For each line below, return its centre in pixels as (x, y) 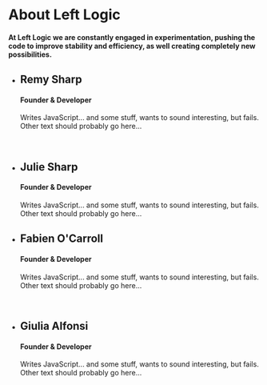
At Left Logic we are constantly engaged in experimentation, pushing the (132, 37)
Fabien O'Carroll (62, 239)
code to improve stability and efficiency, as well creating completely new (132, 46)
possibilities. (30, 54)
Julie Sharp (49, 167)
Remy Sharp (51, 80)
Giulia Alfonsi (54, 326)
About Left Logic (65, 15)
